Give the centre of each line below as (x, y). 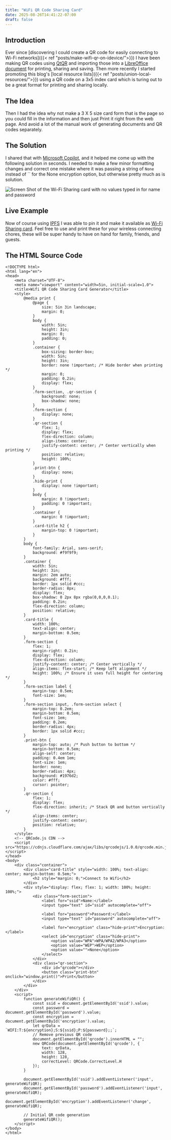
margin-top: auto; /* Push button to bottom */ (84, 745)
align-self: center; (54, 754)
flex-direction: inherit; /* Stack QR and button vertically (99, 807)
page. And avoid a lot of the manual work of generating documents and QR (84, 124)
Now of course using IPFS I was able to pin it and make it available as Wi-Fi (84, 223)
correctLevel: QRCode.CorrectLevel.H (82, 1061)
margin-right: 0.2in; (55, 651)
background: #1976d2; (55, 776)
